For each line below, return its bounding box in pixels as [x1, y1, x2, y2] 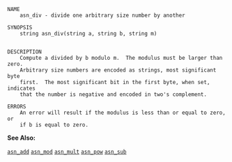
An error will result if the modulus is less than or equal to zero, [20, 109, 226, 116]
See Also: [7, 133, 36, 142]
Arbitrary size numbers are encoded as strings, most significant [20, 67, 217, 74]
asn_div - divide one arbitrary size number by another [20, 12, 186, 19]
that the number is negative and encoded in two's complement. [20, 91, 208, 98]
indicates [7, 85, 36, 92]
